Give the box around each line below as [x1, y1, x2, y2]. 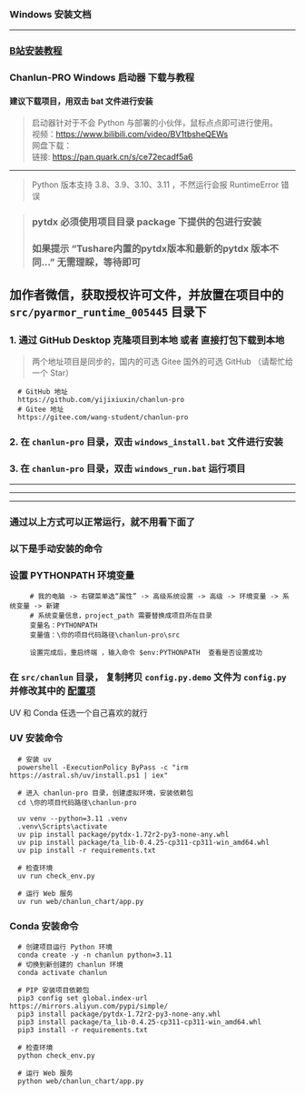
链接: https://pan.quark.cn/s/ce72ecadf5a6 [31, 152, 193, 163]
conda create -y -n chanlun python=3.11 [17, 950, 172, 960]
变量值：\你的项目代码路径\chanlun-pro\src [29, 630, 181, 640]
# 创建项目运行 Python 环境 [17, 943, 113, 952]
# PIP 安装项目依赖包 [17, 986, 90, 995]
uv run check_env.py [17, 871, 95, 880]
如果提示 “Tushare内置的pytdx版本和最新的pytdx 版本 [31, 243, 271, 256]
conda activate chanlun [17, 969, 107, 978]
